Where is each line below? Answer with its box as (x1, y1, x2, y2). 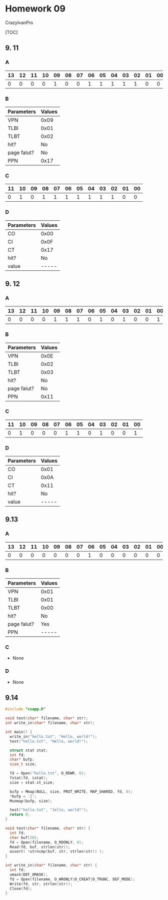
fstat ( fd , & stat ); (9, 775, 48, 781)
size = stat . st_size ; (9, 780, 55, 785)
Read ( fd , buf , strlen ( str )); (9, 844, 70, 849)
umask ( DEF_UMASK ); (9, 872, 48, 877)
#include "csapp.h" (5, 707, 46, 712)
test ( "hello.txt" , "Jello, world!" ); (9, 807, 88, 812)
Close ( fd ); (9, 886, 32, 891)
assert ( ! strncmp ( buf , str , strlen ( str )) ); (9, 849, 104, 854)
